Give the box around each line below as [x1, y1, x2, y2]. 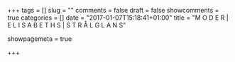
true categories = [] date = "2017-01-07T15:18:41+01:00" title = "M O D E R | [7, 13, 229, 22]
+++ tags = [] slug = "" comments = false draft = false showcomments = [7, 6, 219, 14]
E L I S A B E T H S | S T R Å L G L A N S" [7, 21, 126, 29]
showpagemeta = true [7, 35, 72, 43]
